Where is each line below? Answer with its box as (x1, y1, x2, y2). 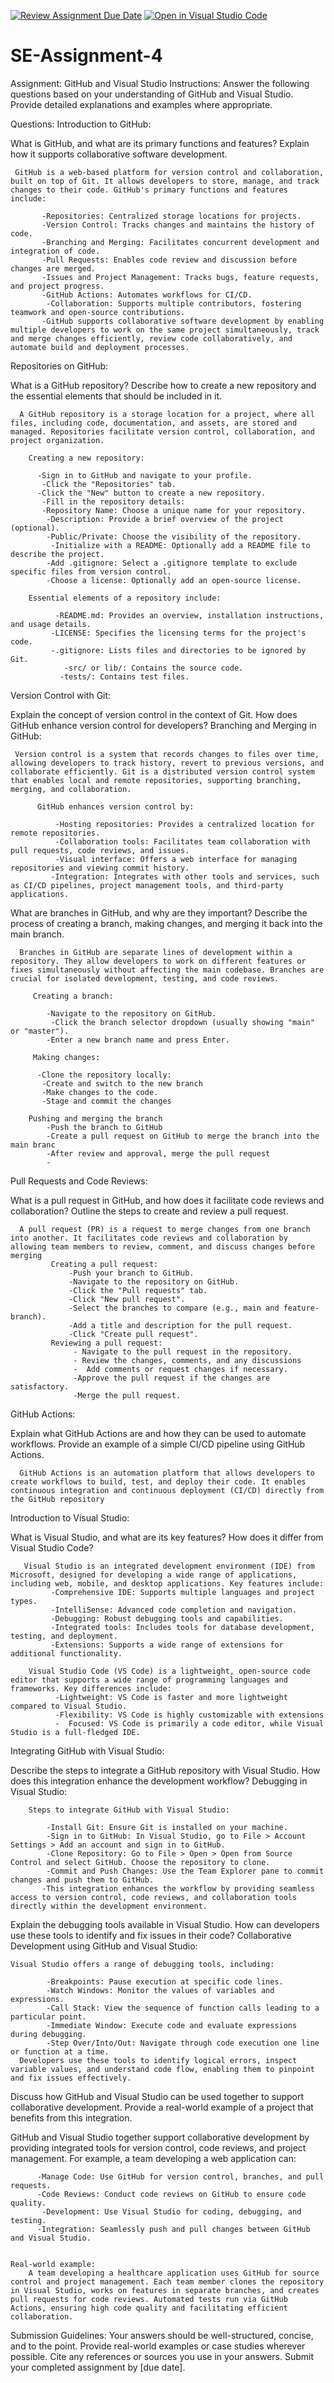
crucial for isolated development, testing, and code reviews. (10, 973, 280, 984)
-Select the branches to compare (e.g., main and (68, 1303, 280, 1313)
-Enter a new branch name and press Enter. (46, 1035, 230, 1045)
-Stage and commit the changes (41, 1096, 172, 1106)
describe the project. (10, 549, 105, 559)
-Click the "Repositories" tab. (41, 479, 177, 489)
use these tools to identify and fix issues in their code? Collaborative (10, 1929, 292, 1941)
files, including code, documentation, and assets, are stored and (10, 418, 298, 428)
